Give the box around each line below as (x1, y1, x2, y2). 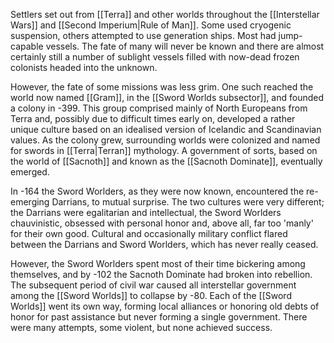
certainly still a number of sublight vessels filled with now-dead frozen (10, 51, 300, 63)
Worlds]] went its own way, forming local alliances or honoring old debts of (10, 300, 320, 312)
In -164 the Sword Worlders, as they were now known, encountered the (10, 185, 305, 197)
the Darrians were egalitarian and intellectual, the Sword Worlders (10, 207, 282, 218)
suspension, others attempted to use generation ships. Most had (10, 30, 277, 41)
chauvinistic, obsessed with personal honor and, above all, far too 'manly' (10, 217, 314, 229)
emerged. (10, 166, 50, 178)
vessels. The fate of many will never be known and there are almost (45, 40, 325, 52)
